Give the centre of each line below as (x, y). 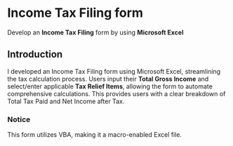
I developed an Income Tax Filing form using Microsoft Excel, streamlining (114, 71)
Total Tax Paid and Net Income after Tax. (66, 101)
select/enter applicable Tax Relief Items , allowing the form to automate (110, 86)
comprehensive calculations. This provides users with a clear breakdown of (116, 93)
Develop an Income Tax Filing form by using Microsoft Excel (95, 32)
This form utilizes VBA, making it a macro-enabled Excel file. (95, 135)
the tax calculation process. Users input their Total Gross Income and (108, 79)
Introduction (35, 54)
